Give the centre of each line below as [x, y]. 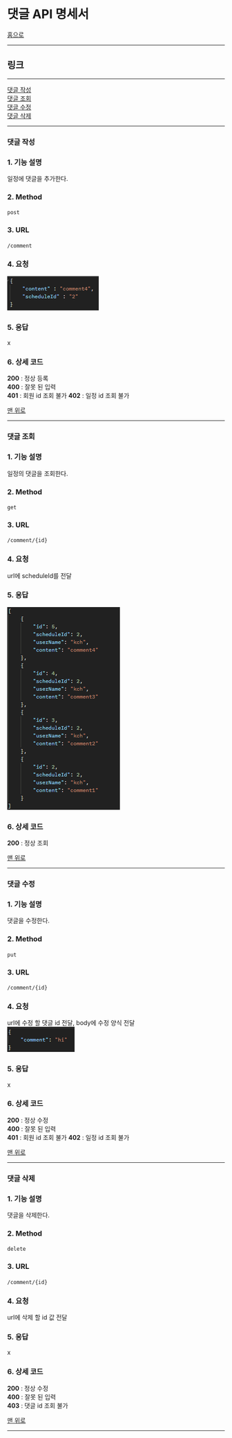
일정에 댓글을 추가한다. [38, 178]
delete [17, 1249]
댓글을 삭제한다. [29, 1215]
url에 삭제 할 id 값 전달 [37, 1317]
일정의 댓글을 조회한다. [38, 473]
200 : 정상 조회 [28, 843]
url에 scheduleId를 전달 [40, 575]
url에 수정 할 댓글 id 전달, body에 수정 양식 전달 [71, 1023]
